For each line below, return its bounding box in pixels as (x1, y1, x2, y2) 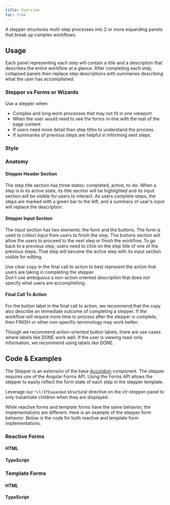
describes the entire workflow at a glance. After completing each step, (5, 65, 153, 71)
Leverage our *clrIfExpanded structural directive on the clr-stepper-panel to (5, 388, 164, 395)
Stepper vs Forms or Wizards (5, 89, 79, 96)
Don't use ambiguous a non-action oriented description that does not (5, 274, 150, 280)
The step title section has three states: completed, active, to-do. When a (5, 182, 156, 188)
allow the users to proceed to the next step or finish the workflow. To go (5, 237, 156, 243)
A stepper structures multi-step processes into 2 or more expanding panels (5, 26, 163, 32)
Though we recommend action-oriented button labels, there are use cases (5, 329, 161, 335)
